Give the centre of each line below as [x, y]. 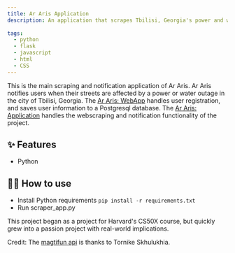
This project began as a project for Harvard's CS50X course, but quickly [111, 222]
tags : [15, 33]
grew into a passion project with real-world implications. [88, 229]
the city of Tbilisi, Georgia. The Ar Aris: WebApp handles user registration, [114, 100]
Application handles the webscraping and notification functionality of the [112, 115]
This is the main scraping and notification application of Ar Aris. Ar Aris [109, 85]
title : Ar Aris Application [48, 14]
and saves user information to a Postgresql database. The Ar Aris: [102, 108]
